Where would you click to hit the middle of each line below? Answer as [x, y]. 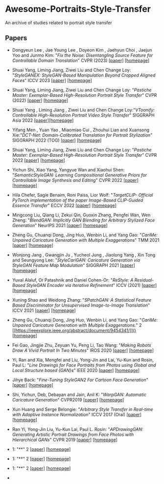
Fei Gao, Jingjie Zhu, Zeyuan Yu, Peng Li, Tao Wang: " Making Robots [82, 345]
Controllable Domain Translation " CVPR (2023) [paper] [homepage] [81, 60]
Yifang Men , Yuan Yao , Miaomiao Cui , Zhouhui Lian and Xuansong [81, 130]
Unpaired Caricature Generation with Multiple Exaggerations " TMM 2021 [86, 240]
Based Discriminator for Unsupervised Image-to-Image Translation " [81, 305]
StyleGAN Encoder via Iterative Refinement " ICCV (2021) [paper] [92, 285]
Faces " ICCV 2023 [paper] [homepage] [52, 80]
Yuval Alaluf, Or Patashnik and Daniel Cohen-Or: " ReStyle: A [73, 280]
